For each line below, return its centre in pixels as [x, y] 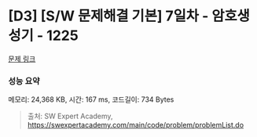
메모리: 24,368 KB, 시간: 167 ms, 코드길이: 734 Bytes [91, 99]
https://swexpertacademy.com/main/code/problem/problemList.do [136, 125]
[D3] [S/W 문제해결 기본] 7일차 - [108, 16]
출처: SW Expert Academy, [70, 116]
